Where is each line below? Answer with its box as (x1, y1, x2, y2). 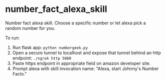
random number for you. (5, 25, 56, 31)
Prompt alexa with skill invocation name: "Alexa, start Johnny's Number (12, 66, 159, 72)
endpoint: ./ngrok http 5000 (12, 55, 71, 61)
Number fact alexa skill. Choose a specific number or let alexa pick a (5, 20, 146, 26)
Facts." (12, 71, 27, 77)
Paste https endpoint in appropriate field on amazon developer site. (12, 60, 151, 66)
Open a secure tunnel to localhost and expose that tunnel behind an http (12, 50, 161, 56)
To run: (5, 35, 20, 41)
